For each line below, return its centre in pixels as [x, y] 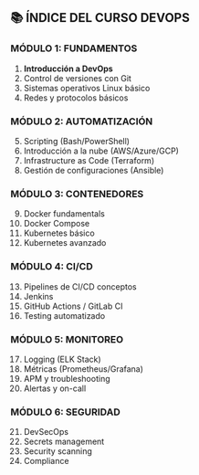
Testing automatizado [64, 315]
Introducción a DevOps [68, 69]
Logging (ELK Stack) [62, 359]
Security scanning [58, 451]
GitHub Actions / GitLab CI [73, 306]
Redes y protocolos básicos [76, 98]
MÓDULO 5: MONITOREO [67, 339]
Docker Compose [57, 224]
